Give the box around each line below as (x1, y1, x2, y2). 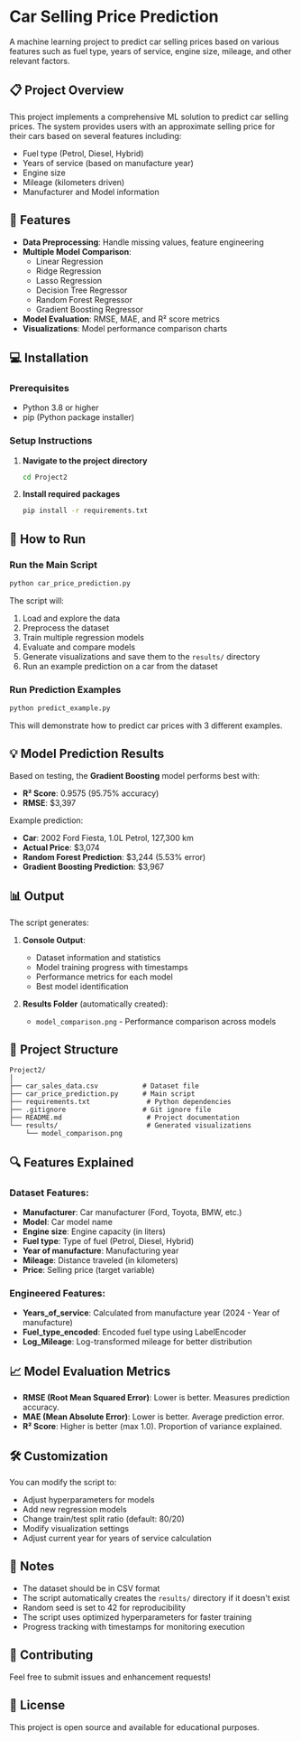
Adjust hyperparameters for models (22, 1494, 155, 1505)
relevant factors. (9, 55, 70, 66)
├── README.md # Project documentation (9, 1113, 241, 1122)
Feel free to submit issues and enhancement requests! (9, 1671, 212, 1682)
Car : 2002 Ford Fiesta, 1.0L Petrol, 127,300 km (22, 832, 194, 843)
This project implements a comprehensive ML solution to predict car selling (9, 111, 289, 122)
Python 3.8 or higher (22, 402, 99, 413)
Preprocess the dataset (22, 622, 110, 633)
